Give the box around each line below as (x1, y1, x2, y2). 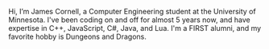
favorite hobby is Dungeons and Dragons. (8, 32, 147, 41)
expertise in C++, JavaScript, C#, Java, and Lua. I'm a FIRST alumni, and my (8, 24, 262, 32)
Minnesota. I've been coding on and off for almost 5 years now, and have (8, 15, 251, 24)
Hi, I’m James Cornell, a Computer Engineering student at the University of (8, 7, 256, 16)
